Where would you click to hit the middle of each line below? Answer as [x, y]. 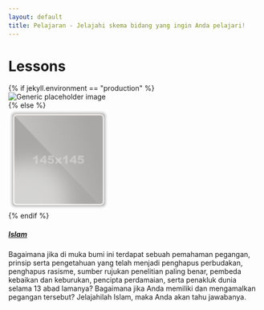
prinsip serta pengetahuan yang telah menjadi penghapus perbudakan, [126, 263]
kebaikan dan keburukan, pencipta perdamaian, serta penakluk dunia [122, 280]
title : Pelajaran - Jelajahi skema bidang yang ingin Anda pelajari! [127, 25]
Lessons [37, 66]
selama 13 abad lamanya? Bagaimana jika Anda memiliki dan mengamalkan [132, 288]
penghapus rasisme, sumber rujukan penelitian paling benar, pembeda [125, 271]
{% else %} [27, 105]
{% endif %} [29, 216]
